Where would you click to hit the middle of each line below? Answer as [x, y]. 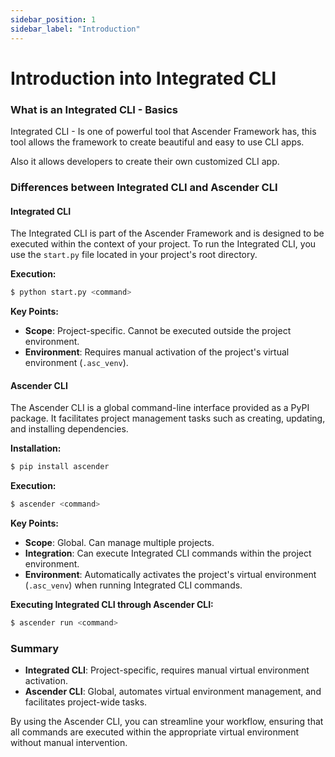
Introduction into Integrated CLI [143, 78]
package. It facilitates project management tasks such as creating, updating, [168, 418]
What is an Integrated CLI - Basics [94, 109]
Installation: [36, 448]
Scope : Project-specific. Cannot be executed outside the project [158, 330]
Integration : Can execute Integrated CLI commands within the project [168, 553]
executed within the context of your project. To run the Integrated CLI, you [163, 244]
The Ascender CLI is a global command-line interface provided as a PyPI [160, 408]
